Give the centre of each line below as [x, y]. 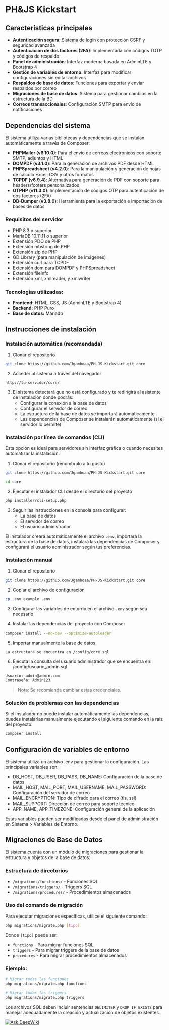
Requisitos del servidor [34, 219]
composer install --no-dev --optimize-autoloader [59, 633]
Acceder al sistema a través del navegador [57, 373]
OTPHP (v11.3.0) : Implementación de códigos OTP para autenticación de [88, 190]
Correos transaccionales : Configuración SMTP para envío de [77, 104]
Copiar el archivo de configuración [48, 590]
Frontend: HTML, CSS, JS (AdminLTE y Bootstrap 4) [67, 303]
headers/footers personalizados [46, 185]
